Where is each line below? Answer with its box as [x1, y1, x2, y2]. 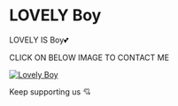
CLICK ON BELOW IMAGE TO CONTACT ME [9, 52, 170, 63]
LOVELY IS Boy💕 [9, 34, 69, 45]
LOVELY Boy [9, 5, 102, 26]
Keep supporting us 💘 [9, 86, 91, 97]
